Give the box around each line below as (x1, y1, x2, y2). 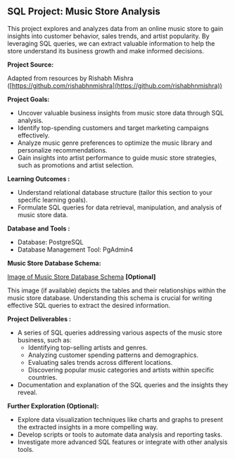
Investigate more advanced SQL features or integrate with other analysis (17, 437, 228, 446)
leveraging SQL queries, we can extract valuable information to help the (7, 39, 215, 48)
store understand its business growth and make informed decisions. (7, 46, 205, 55)
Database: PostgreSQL (17, 238, 84, 246)
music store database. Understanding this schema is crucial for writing (7, 293, 212, 302)
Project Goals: (7, 95, 50, 103)
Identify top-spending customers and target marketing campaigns (17, 123, 209, 132)
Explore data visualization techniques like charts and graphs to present (17, 415, 223, 424)
